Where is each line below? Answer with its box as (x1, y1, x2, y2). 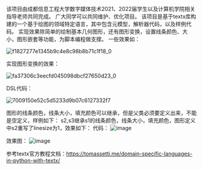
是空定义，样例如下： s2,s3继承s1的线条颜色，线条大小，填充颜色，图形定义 (6, 117, 196, 124)
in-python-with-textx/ (6, 157, 60, 164)
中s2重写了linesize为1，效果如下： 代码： (6, 125, 109, 131)
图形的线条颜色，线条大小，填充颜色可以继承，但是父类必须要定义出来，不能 (6, 110, 197, 116)
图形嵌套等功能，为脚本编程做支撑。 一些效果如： (16, 36, 140, 42)
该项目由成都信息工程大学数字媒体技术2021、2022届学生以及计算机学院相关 (6, 5, 196, 12)
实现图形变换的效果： (6, 60, 59, 67)
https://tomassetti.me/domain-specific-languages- (66, 150, 193, 157)
